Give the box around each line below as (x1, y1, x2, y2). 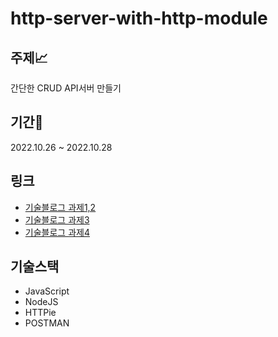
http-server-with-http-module (10, 7, 268, 30)
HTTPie (24, 307, 57, 319)
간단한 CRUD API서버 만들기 (10, 82, 122, 94)
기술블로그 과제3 (24, 213, 90, 226)
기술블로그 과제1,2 (24, 201, 97, 213)
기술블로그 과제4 (24, 226, 90, 238)
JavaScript (24, 285, 70, 297)
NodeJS (24, 296, 59, 308)
